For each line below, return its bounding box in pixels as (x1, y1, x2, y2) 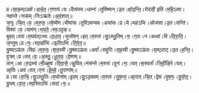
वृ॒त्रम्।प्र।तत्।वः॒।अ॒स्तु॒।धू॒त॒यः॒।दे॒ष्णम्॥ (6, 53, 81, 60)
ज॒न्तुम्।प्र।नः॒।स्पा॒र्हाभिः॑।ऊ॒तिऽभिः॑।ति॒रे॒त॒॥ (6, 40, 86, 46)
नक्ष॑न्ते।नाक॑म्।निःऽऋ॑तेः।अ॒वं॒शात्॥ (6, 13, 73, 19)
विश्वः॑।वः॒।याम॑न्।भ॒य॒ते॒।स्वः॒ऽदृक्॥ (6, 26, 71, 33)
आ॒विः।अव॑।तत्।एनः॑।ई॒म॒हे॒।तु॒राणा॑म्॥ (6, 67, 77, 73)
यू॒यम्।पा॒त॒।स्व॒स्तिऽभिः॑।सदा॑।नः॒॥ (6, 80, 71, 87)
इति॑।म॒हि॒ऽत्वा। (156, 6, 185, 13)
